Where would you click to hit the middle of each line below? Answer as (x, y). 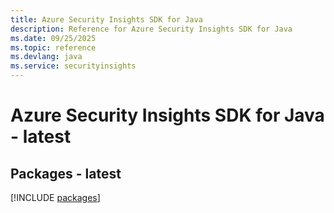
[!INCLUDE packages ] (55, 197)
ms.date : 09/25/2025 (53, 38)
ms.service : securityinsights (73, 66)
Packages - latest (66, 173)
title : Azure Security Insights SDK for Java (106, 19)
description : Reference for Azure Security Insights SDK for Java (151, 29)
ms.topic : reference (53, 47)
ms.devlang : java (46, 57)
